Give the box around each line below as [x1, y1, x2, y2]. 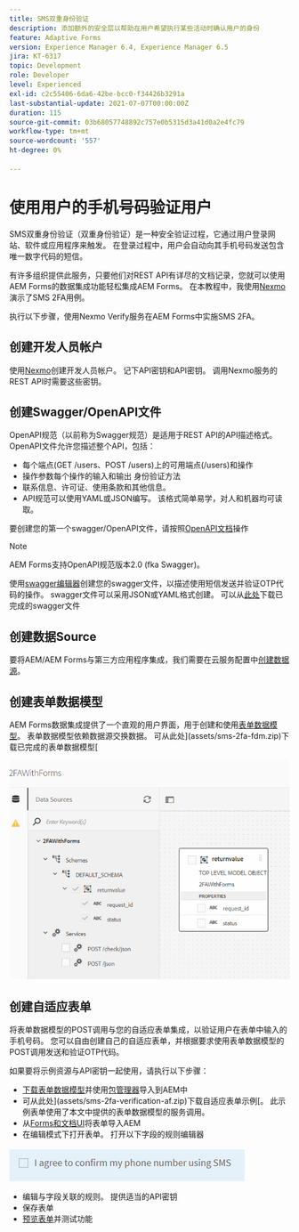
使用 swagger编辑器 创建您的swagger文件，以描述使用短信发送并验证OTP [9, 579, 276, 589]
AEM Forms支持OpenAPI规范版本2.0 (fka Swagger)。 [9, 559, 205, 570]
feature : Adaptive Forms [9, 33, 101, 42]
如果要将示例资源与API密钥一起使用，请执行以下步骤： [9, 1066, 209, 1076]
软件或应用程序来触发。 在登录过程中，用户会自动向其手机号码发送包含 [24, 239, 285, 250]
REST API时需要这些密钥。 [9, 376, 107, 386]
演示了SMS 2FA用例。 [9, 292, 90, 303]
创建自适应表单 [9, 999, 92, 1014]
